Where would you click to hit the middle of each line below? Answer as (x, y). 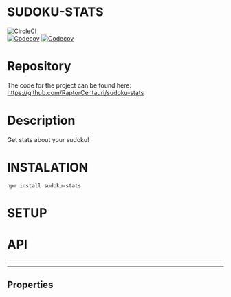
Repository (39, 66)
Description (41, 121)
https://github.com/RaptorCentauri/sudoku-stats (76, 92)
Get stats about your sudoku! (48, 139)
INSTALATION (48, 167)
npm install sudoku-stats (44, 186)
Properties (30, 285)
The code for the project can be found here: (69, 85)
